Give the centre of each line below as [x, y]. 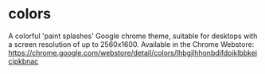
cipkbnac [23, 61]
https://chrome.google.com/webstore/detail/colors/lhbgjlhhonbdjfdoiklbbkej [132, 53]
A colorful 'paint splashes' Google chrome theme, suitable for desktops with [133, 36]
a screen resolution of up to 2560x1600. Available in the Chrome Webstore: [131, 44]
